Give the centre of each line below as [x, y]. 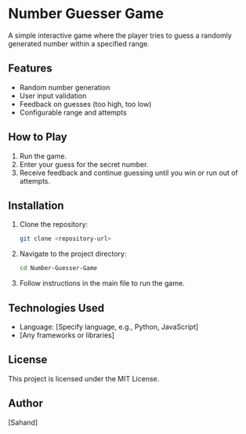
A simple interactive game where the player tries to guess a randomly [120, 35]
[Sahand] [23, 422]
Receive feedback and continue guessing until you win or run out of [129, 173]
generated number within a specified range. [79, 43]
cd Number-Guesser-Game [58, 268]
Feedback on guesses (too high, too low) [85, 104]
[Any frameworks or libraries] [67, 335]
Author [25, 404]
